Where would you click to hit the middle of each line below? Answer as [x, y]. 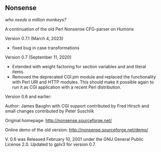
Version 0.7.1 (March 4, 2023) [34, 38]
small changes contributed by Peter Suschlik [50, 111]
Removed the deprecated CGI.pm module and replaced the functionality [84, 76]
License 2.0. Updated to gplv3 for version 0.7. [50, 144]
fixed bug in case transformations [46, 47]
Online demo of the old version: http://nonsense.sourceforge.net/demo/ [77, 130]
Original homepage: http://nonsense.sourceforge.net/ [59, 120]
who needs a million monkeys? [36, 19]
